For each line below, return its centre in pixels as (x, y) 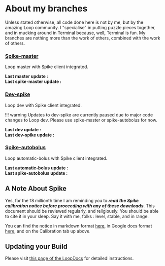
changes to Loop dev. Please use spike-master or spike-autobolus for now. (81, 120)
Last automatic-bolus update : (37, 168)
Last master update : (27, 76)
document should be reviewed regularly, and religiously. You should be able (82, 211)
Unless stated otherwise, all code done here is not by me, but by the (74, 22)
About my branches (46, 9)
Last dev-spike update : (30, 135)
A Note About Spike (36, 189)
